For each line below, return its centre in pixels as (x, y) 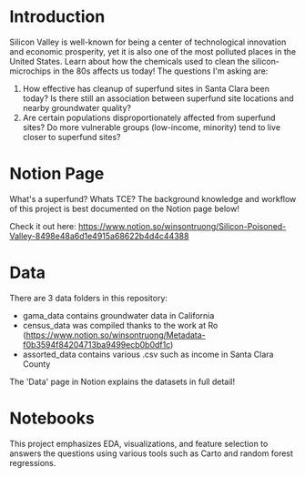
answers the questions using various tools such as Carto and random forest (152, 453)
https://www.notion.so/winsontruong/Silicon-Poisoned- (183, 226)
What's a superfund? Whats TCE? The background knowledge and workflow (153, 198)
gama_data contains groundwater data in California (118, 315)
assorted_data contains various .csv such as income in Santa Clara (148, 354)
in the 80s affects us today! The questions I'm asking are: (161, 71)
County (36, 364)
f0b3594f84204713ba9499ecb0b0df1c (97, 344)
